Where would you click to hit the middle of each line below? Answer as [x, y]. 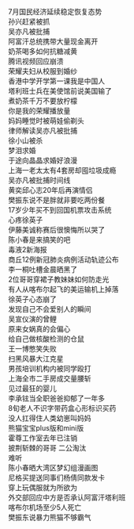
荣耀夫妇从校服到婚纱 [43, 71]
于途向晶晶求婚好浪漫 [43, 160]
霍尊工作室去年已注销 [43, 438]
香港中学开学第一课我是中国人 [56, 81]
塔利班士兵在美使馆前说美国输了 [60, 91]
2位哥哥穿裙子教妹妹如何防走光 [59, 279]
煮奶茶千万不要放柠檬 [43, 101]
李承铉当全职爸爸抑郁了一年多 [56, 398]
